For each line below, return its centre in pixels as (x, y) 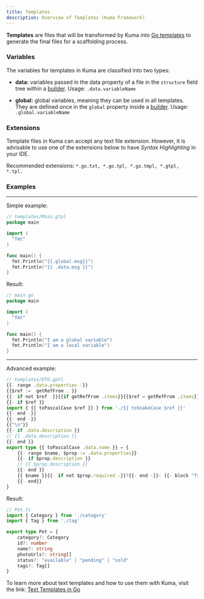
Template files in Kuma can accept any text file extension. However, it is (96, 141)
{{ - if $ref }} (25, 402)
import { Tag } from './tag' (43, 521)
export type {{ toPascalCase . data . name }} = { (68, 447)
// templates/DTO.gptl (35, 380)
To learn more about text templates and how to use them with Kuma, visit (98, 583)
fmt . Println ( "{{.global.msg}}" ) (53, 261)
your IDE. (18, 154)
